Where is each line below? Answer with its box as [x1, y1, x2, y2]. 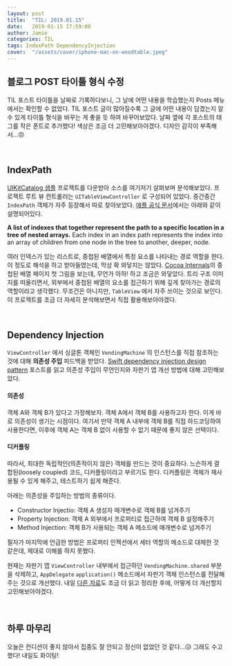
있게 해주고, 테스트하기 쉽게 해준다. [27, 477, 122, 485]
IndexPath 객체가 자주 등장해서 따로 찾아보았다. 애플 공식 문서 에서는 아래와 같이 [7, 201, 221, 209]
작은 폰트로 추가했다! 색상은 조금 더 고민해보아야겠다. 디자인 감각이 [19, 122, 199, 130]
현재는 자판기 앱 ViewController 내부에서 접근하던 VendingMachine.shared [7, 561, 209, 569]
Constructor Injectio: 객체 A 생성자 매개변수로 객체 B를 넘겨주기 [17, 506, 191, 514]
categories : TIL [7, 36, 54, 43]
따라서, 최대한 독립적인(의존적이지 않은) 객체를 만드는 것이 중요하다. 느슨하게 [7, 459, 213, 468]
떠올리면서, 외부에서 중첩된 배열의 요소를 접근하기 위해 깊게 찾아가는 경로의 [19, 278, 221, 286]
